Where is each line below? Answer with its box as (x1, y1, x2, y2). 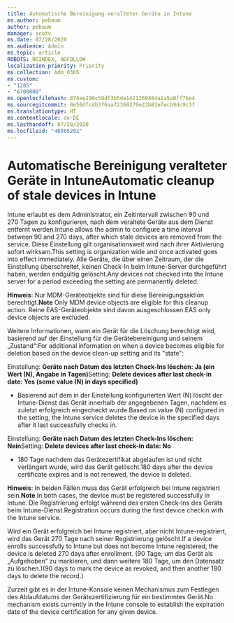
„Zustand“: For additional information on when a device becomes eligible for (7, 342, 225, 350)
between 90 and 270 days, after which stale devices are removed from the (7, 232, 222, 241)
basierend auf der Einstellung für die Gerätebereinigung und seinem (7, 334, 203, 343)
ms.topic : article (7, 50, 61, 57)
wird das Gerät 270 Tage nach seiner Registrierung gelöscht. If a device (7, 535, 212, 543)
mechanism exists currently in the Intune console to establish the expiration (7, 600, 225, 609)
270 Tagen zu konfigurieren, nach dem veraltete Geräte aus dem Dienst (7, 218, 214, 226)
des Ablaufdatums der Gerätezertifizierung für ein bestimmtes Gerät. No (7, 593, 214, 601)
